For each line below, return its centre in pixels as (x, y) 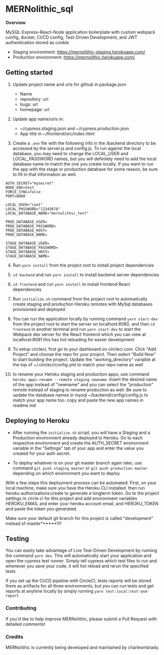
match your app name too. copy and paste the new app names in (78, 400)
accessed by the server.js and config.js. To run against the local (77, 148)
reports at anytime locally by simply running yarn (55, 591)
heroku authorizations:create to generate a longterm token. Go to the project (82, 493)
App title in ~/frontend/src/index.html (57, 134)
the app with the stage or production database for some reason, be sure (85, 169)
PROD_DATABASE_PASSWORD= (31, 226)
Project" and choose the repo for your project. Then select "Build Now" (84, 354)
